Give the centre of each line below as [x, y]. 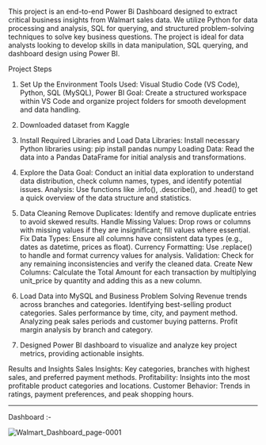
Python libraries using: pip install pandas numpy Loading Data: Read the [137, 149]
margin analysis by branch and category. [86, 330]
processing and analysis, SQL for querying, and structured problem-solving [131, 28]
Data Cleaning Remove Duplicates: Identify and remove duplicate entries [138, 213]
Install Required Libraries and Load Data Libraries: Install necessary [129, 140]
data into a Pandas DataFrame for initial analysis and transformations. [133, 157]
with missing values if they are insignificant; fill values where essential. [135, 230]
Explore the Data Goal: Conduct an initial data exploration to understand [137, 173]
